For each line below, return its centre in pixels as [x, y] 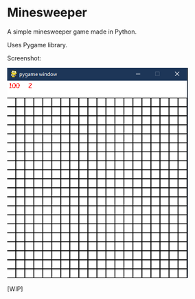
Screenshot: [24, 58]
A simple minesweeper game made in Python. [72, 32]
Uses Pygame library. [37, 45]
